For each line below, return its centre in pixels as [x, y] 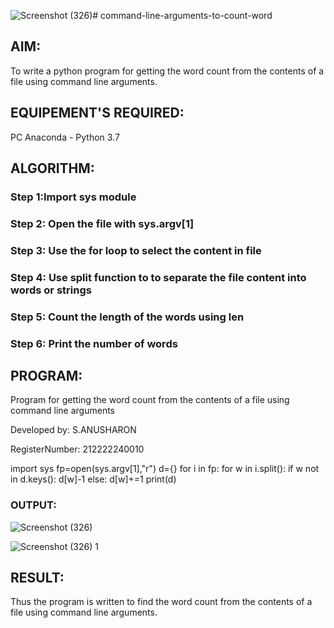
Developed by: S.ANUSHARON [73, 430]
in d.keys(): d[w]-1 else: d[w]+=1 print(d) [93, 479]
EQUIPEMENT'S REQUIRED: [97, 113]
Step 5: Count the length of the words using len [127, 317]
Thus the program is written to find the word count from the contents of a [161, 602]
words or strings [51, 290]
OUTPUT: [33, 505]
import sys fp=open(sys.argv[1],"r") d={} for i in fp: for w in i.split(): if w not [165, 469]
